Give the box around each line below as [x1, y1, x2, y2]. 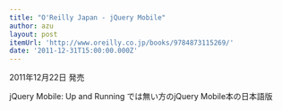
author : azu [9, 21, 54, 30]
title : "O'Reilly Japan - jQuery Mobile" [9, 13, 167, 22]
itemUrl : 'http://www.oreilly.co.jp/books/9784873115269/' [9, 38, 235, 47]
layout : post [9, 30, 58, 38]
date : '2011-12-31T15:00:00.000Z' [9, 47, 139, 55]
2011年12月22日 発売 [9, 72, 85, 83]
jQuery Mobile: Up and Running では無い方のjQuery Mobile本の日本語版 [9, 91, 273, 102]
